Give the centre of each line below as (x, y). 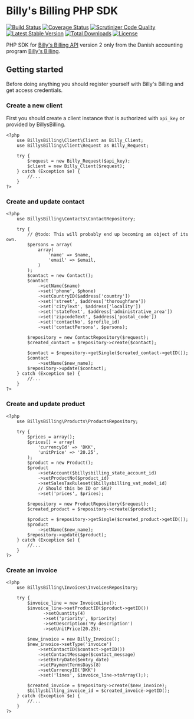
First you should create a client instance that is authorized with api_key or (96, 118)
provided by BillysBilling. (36, 124)
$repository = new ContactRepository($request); (88, 338)
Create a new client (34, 105)
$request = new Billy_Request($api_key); (79, 161)
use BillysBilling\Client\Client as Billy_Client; (80, 141)
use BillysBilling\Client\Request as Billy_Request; (83, 146)
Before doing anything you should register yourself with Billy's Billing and (95, 84)
